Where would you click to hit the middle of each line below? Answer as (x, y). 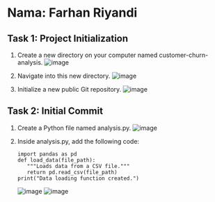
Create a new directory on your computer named (87, 55)
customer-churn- (184, 55)
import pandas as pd (47, 154)
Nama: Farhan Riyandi (72, 13)
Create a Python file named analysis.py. (74, 128)
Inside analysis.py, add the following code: (78, 141)
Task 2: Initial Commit (55, 111)
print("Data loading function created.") (78, 178)
